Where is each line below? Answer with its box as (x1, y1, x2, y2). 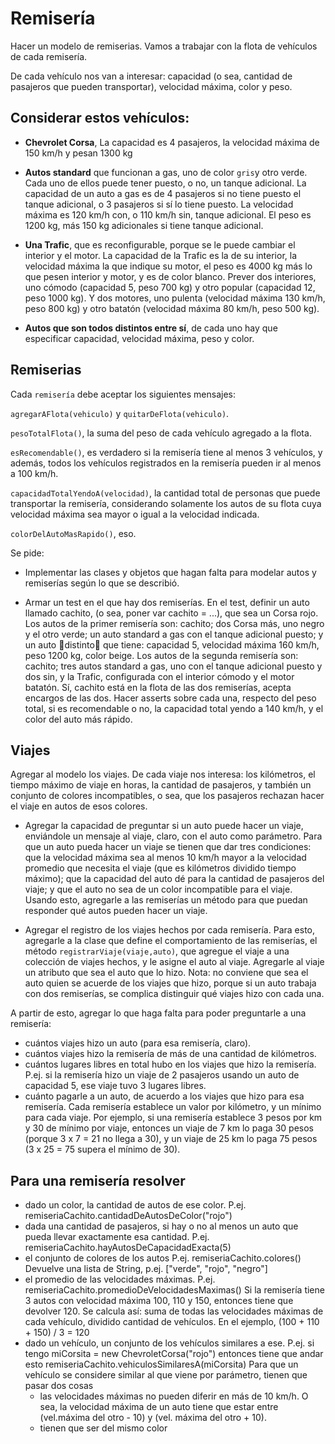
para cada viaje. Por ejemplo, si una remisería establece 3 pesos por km (24, 1112, 323, 1124)
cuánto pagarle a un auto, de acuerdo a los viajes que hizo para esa (24, 1090, 305, 1102)
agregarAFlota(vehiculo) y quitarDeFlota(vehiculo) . (10, 407, 230, 419)
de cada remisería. (10, 50, 88, 62)
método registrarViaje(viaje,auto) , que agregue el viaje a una (24, 945, 290, 957)
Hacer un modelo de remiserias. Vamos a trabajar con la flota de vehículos (10, 40, 318, 52)
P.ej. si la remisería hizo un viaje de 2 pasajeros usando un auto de (24, 1069, 300, 1081)
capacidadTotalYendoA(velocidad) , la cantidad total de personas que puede (10, 487, 321, 499)
